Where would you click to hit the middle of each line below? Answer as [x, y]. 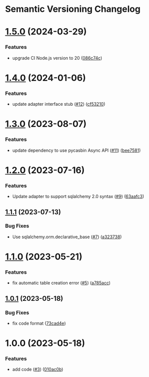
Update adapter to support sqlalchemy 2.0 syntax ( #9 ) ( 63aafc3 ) [78, 197]
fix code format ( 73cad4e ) [39, 323]
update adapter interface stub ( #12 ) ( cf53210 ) [59, 104]
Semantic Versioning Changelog [73, 9]
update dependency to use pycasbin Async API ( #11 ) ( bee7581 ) [76, 150]
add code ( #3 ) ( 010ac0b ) [38, 370]
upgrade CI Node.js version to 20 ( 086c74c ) [57, 58]
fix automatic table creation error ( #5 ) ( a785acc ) [61, 283]
